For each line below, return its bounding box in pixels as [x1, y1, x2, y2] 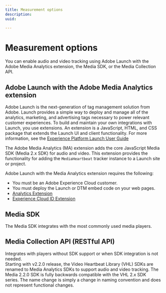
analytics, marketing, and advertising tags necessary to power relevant [5, 115, 150, 121]
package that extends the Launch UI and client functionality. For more [5, 130, 147, 136]
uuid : [5, 16, 16, 21]
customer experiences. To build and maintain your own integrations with [5, 120, 152, 126]
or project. [5, 161, 26, 167]
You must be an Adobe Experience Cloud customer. [12, 180, 118, 186]
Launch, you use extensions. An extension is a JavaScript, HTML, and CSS [5, 125, 157, 131]
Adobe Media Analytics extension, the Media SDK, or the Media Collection [5, 64, 156, 70]
